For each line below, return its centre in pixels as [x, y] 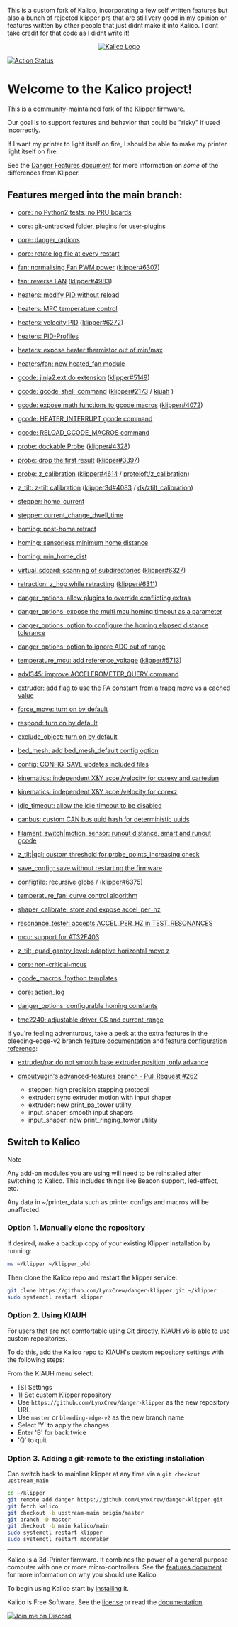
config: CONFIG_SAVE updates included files [83, 764]
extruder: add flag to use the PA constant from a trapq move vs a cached [124, 688]
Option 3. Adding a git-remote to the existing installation [106, 1458]
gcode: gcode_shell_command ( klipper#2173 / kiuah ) [96, 391]
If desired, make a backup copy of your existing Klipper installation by [109, 1243]
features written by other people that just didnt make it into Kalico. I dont [113, 25]
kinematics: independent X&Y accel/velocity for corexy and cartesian [118, 778]
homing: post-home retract [57, 529]
